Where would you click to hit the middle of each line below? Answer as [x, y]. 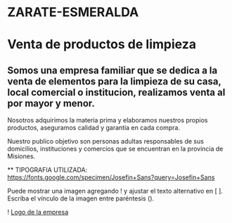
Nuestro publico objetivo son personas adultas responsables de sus [105, 141]
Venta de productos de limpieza [102, 45]
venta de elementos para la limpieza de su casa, [114, 81]
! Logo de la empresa [38, 212]
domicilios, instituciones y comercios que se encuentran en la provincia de [115, 149]
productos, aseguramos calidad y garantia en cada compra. [94, 128]
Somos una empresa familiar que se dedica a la [112, 70]
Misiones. [21, 156]
